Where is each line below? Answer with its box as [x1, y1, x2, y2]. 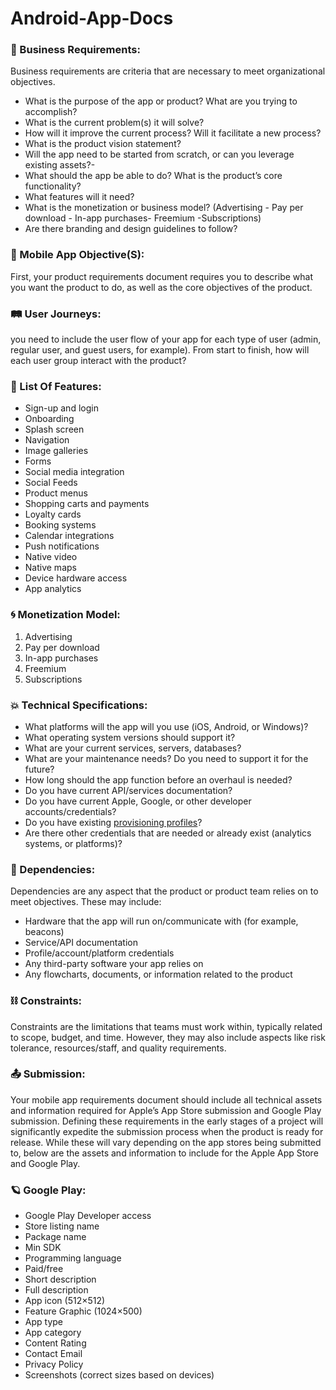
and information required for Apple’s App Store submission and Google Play [10, 1104, 322, 1116]
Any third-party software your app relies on [24, 958, 204, 970]
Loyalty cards [24, 508, 82, 521]
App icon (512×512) [24, 1295, 106, 1307]
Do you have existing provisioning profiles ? [24, 816, 203, 828]
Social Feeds [24, 477, 78, 489]
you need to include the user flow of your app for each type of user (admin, [10, 333, 322, 346]
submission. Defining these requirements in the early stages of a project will [10, 1115, 324, 1127]
